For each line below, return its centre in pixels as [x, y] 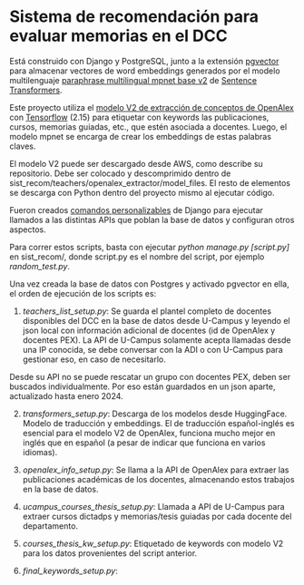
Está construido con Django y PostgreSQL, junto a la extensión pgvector [144, 61]
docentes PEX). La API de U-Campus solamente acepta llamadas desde [157, 340]
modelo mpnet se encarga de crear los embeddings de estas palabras [141, 136]
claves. [23, 146]
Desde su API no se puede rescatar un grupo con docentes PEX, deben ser [150, 376]
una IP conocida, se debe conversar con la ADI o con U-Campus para [152, 349]
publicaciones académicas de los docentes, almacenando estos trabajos [158, 479]
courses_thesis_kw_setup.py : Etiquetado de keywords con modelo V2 [153, 543]
